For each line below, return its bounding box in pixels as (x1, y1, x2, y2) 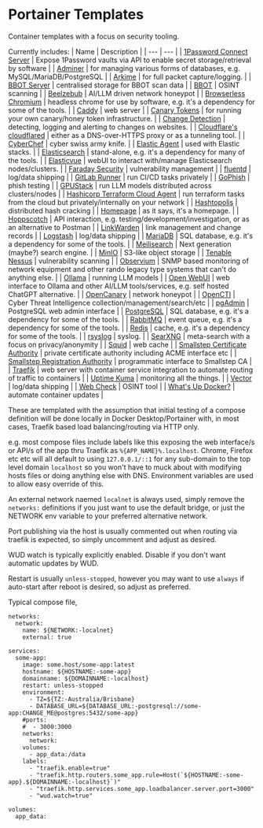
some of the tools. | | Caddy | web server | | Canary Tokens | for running (8, 105, 242, 115)
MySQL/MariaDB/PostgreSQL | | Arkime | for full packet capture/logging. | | (8, 72, 251, 81)
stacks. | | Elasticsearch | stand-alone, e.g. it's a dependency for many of (8, 147, 246, 157)
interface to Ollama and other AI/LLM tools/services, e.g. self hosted (8, 281, 229, 291)
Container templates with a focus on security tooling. (8, 32, 180, 41)
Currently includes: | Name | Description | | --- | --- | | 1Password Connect (8, 46, 249, 56)
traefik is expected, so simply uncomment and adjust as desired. (8, 534, 217, 544)
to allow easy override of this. (8, 479, 104, 488)
